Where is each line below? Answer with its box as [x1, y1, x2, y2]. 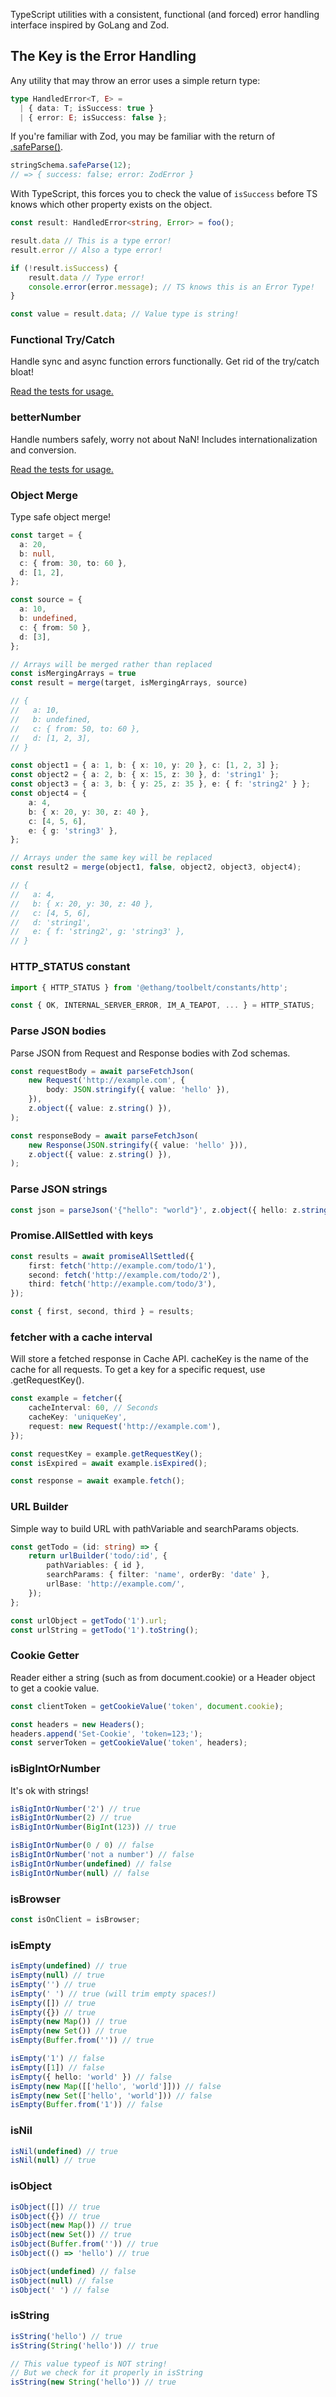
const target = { [10, 530, 83, 541]
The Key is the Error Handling [10, 48, 197, 65]
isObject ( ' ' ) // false [10, 2285, 110, 2295]
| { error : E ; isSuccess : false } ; [19, 112, 168, 123]
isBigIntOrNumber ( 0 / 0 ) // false [10, 1840, 155, 1851]
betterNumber [10, 410, 82, 424]
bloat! [10, 366, 34, 378]
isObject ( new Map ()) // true [10, 2220, 132, 2231]
